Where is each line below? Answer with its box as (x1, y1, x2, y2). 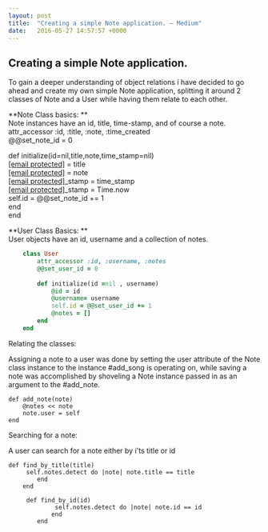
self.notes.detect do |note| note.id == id (54, 503, 202, 511)
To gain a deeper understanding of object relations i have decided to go (8, 78, 245, 87)
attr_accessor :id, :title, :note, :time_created (8, 127, 150, 137)
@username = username (50, 294, 120, 302)
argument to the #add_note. (8, 379, 100, 389)
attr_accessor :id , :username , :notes (37, 258, 166, 266)
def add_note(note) (8, 395, 74, 403)
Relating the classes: (8, 338, 77, 348)
